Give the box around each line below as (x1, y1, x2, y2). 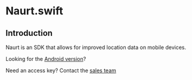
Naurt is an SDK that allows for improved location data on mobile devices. (5, 44, 186, 51)
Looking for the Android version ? (5, 56, 86, 62)
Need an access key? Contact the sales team (5, 67, 117, 74)
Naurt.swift (5, 4, 63, 18)
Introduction (5, 28, 53, 38)
